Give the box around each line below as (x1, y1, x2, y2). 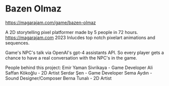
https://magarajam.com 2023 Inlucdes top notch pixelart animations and (5, 34, 155, 40)
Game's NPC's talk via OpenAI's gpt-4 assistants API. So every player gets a (5, 49, 164, 55)
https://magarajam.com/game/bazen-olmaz (5, 19, 96, 25)
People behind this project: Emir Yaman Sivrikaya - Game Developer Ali (5, 64, 153, 70)
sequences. (5, 39, 30, 45)
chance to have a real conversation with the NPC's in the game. (5, 54, 137, 60)
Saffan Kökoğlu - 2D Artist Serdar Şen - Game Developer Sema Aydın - (5, 69, 152, 75)
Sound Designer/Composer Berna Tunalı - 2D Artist (5, 75, 112, 81)
